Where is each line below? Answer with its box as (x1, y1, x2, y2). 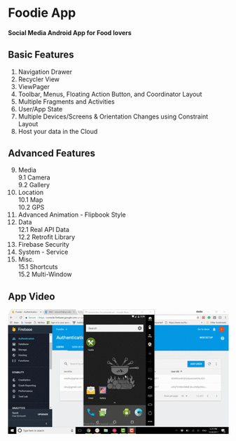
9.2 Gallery (18, 181, 50, 189)
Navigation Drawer (18, 67, 73, 76)
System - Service (18, 247, 69, 257)
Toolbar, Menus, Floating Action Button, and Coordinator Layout (18, 90, 202, 98)
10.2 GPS (18, 203, 45, 212)
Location (18, 188, 44, 197)
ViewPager (18, 82, 50, 90)
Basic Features (8, 49, 74, 61)
